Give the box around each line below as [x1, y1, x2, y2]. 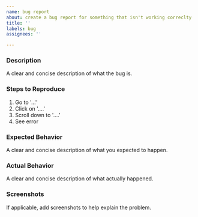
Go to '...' [14, 99, 37, 106]
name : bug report [6, 8, 50, 15]
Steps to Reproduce [6, 85, 65, 93]
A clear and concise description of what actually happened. [6, 175, 154, 182]
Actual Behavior [6, 161, 54, 170]
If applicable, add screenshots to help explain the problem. [6, 204, 151, 211]
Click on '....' [14, 105, 46, 112]
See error [14, 118, 39, 125]
